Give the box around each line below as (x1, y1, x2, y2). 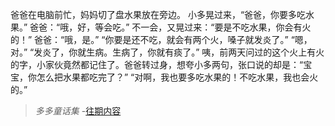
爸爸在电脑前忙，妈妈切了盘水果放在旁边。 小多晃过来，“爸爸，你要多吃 (10, 9, 307, 20)
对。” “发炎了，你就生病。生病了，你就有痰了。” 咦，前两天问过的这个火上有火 (10, 46, 325, 58)
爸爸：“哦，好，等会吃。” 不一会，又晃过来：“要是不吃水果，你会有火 (29, 21, 312, 33)
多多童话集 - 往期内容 (34, 105, 122, 117)
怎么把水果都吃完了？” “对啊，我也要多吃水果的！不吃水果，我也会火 (36, 71, 319, 83)
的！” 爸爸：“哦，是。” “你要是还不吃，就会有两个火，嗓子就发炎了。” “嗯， (10, 34, 313, 45)
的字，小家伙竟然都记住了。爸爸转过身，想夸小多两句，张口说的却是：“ (10, 59, 304, 70)
